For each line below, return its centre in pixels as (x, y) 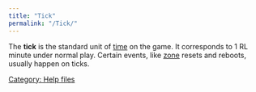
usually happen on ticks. (49, 63)
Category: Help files (42, 79)
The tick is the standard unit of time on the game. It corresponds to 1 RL (128, 46)
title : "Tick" (32, 16)
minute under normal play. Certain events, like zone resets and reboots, (128, 55)
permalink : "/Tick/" (43, 23)
